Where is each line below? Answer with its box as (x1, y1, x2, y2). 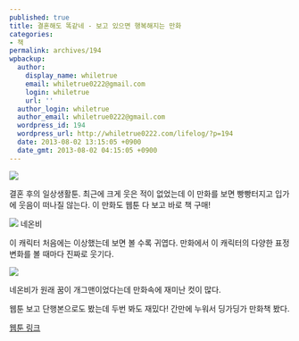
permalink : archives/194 (9, 46, 102, 55)
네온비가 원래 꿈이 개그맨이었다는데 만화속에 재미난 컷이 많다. (9, 284, 221, 295)
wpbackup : (9, 54, 46, 63)
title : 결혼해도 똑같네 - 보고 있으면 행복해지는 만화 (9, 21, 182, 30)
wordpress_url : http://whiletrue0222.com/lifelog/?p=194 (17, 129, 234, 138)
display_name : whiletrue (25, 71, 118, 80)
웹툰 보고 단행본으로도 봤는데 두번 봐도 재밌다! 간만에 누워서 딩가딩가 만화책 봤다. (9, 303, 290, 313)
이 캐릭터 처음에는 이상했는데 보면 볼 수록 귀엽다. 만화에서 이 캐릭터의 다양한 (9, 237, 274, 248)
